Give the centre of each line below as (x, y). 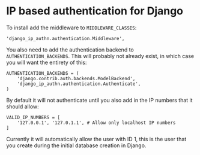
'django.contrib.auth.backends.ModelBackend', (76, 78)
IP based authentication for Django (95, 11)
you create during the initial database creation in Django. (76, 145)
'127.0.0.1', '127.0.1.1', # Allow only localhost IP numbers (96, 123)
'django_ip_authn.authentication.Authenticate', (79, 84)
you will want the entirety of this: (47, 62)
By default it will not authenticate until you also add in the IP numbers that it (100, 100)
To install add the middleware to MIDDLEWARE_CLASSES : (71, 28)
